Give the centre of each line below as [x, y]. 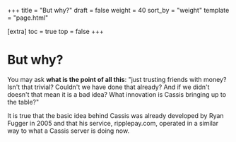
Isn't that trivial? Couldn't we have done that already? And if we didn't [108, 87]
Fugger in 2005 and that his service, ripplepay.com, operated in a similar [113, 123]
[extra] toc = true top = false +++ [55, 31]
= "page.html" [28, 18]
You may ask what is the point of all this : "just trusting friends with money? [117, 79]
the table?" [23, 102]
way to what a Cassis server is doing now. [68, 131]
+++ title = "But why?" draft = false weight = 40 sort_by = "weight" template [118, 10]
